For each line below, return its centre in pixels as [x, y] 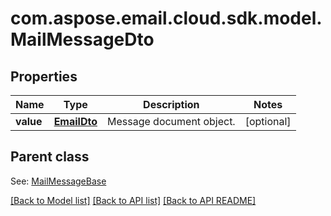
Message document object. [171, 121]
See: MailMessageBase [58, 181]
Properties [44, 76]
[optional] [268, 121]
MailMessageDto [82, 39]
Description [171, 104]
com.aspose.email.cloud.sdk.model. [166, 18]
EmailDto [75, 121]
